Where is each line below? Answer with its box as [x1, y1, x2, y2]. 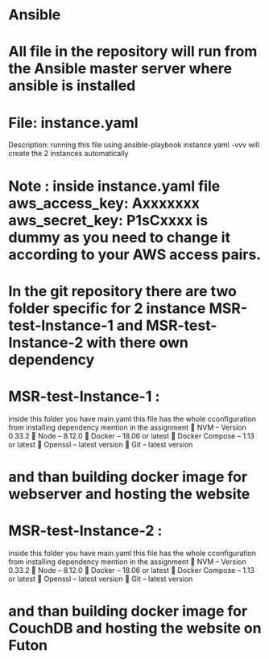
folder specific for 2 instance [8, 299, 206, 317]
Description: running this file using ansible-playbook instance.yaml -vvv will [8, 140, 260, 150]
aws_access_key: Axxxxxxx [8, 194, 200, 212]
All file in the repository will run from [8, 43, 258, 61]
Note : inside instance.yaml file [8, 177, 221, 195]
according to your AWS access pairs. [8, 245, 262, 263]
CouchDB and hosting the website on [8, 619, 262, 637]
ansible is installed [8, 76, 136, 95]
